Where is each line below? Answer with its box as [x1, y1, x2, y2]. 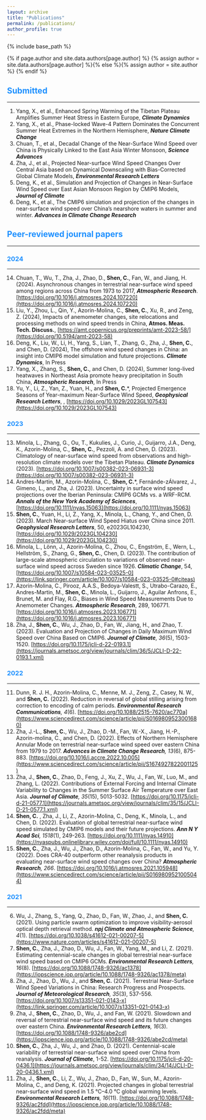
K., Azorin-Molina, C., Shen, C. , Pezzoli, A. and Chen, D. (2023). [15, 446, 177, 453]
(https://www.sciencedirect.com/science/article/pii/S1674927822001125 [15, 760, 198, 767]
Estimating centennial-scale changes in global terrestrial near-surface [15, 951, 192, 958]
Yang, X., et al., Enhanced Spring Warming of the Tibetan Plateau [15, 108, 180, 115]
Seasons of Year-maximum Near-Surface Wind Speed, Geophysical [15, 391, 188, 398]
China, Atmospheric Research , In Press [15, 378, 117, 386]
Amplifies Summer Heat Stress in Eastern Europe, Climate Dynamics [15, 114, 190, 121]
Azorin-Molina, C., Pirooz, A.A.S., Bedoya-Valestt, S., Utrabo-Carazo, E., [15, 582, 197, 589]
